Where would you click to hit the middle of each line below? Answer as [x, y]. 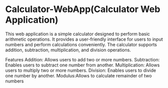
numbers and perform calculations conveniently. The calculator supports [81, 44]
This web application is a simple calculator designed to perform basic [78, 34]
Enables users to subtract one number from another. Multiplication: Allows [82, 65]
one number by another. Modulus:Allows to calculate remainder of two [78, 75]
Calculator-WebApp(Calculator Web [83, 9]
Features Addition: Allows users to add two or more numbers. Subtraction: [82, 59]
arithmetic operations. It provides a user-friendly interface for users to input [84, 39]
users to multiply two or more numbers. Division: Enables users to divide [81, 70]
